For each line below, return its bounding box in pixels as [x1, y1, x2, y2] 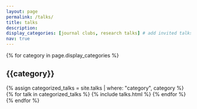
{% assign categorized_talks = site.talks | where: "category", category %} [6, 84, 184, 91]
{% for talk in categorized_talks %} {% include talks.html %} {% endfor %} [6, 90, 186, 97]
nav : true [6, 36, 30, 42]
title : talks [6, 19, 38, 25]
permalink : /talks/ [6, 14, 54, 20]
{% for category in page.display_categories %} [6, 52, 119, 59]
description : [6, 25, 38, 31]
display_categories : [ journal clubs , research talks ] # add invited [6, 30, 177, 36]
